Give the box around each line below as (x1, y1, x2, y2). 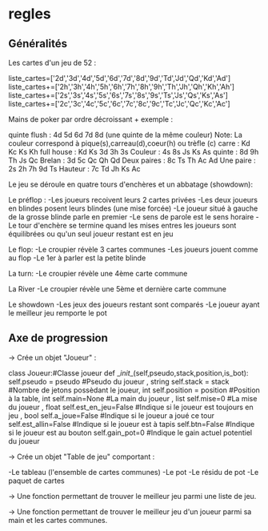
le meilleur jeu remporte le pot (8, 308, 108, 317)
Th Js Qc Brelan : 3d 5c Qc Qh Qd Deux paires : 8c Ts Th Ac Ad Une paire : (8, 155, 256, 165)
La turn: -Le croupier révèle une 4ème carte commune (8, 269, 188, 278)
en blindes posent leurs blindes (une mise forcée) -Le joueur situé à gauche (8, 203, 258, 213)
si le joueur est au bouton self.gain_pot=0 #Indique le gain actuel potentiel (8, 428, 253, 437)
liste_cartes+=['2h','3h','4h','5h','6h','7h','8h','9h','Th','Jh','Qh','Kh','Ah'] (8, 82, 234, 91)
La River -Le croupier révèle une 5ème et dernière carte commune (8, 284, 226, 293)
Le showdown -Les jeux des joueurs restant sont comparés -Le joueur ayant (8, 300, 260, 309)
